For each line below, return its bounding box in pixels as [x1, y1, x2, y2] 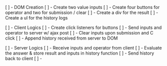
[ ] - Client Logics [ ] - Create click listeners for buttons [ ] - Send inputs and [5, 24, 162, 30]
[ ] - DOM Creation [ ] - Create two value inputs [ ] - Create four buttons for [5, 4, 160, 10]
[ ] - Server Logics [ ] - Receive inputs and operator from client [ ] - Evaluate [5, 45, 162, 50]
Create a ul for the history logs [5, 15, 68, 20]
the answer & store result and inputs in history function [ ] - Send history [5, 50, 154, 56]
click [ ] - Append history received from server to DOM [5, 35, 118, 41]
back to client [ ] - [5, 55, 42, 61]
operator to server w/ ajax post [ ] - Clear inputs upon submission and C [5, 30, 153, 35]
